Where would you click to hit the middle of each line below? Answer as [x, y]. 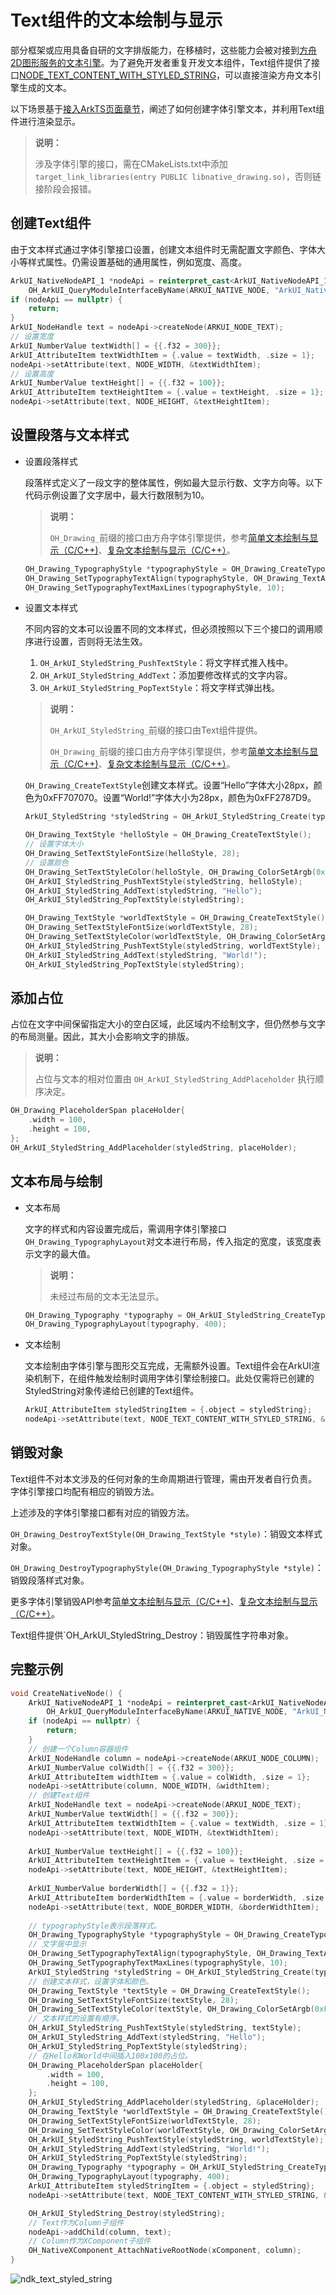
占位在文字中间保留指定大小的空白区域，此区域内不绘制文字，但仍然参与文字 [168, 1024]
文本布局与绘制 [56, 1181]
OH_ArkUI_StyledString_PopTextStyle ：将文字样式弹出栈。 [159, 688]
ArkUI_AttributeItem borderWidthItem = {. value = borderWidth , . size [176, 1897]
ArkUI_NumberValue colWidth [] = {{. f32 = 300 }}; [131, 1767]
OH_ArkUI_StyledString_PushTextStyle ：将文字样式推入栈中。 [166, 663]
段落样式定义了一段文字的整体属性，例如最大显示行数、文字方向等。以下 [173, 482]
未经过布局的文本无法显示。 [107, 1296]
